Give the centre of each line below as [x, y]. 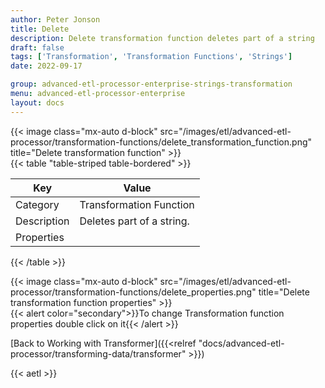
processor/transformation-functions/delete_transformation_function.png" [161, 142]
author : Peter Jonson [55, 19]
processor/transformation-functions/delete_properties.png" [133, 292]
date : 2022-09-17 [46, 66]
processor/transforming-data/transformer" [98, 353]
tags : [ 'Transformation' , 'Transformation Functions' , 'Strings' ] [151, 57]
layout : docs [37, 102]
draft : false [37, 47]
